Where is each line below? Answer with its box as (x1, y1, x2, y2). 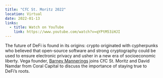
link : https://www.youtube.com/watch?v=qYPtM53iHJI (14, 29, 120, 34)
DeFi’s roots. (5, 68, 30, 74)
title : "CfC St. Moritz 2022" (5, 7, 66, 12)
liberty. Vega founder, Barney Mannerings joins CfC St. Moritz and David (5, 58, 150, 64)
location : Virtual (5, 12, 42, 16)
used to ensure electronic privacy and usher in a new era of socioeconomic (5, 53, 156, 58)
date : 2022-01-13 (5, 16, 40, 21)
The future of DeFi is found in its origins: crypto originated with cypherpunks (5, 43, 158, 48)
